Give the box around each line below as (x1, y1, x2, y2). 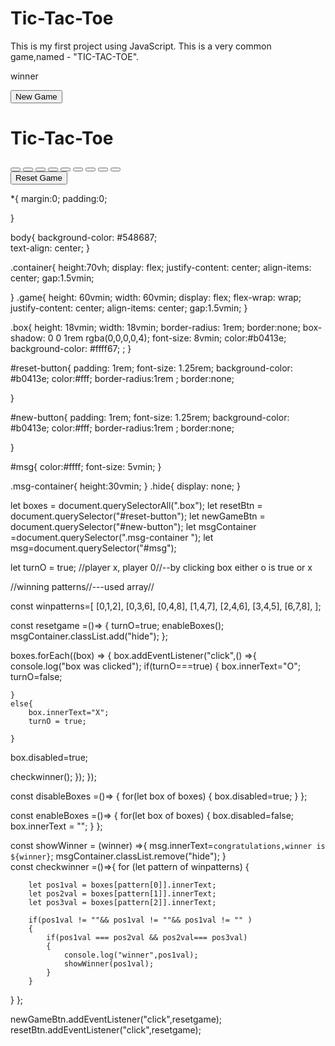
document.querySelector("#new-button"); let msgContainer (10, 520, 257, 532)
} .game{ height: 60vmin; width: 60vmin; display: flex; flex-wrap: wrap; (10, 291, 302, 303)
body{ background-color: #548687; (10, 231, 158, 243)
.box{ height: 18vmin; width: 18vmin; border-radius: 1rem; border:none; (10, 321, 301, 333)
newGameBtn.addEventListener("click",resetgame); (10, 1013, 222, 1025)
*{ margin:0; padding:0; (10, 192, 108, 204)
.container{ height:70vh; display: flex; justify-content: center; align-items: (10, 261, 312, 273)
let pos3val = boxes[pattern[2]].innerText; (28, 897, 217, 907)
